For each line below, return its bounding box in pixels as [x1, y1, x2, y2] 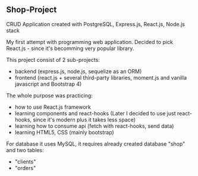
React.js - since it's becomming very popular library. [6, 45, 134, 52]
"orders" [14, 164, 36, 171]
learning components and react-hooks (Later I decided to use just [14, 109, 176, 117]
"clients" [14, 158, 36, 165]
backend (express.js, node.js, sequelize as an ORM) [14, 68, 142, 75]
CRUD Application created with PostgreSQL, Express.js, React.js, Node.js [6, 20, 186, 27]
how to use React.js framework [14, 103, 91, 111]
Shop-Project [6, 5, 57, 15]
